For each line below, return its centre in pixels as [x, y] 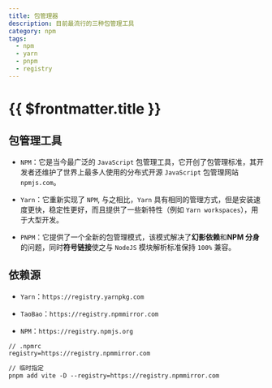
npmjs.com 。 [40, 182]
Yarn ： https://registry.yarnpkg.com [82, 296]
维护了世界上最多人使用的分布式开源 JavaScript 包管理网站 [140, 172]
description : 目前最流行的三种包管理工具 [71, 24]
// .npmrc [25, 346]
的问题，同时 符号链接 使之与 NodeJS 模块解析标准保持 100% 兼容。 [128, 247]
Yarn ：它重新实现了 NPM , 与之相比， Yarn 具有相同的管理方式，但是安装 [137, 199]
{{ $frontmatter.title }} [85, 108]
